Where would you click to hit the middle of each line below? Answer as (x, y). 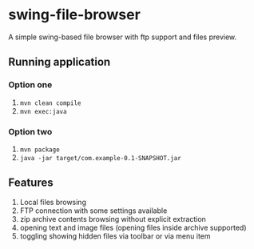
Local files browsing (53, 202)
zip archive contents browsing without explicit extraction (113, 219)
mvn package (40, 150)
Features (31, 183)
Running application (60, 62)
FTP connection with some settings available (93, 211)
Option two (30, 131)
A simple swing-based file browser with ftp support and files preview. (123, 37)
